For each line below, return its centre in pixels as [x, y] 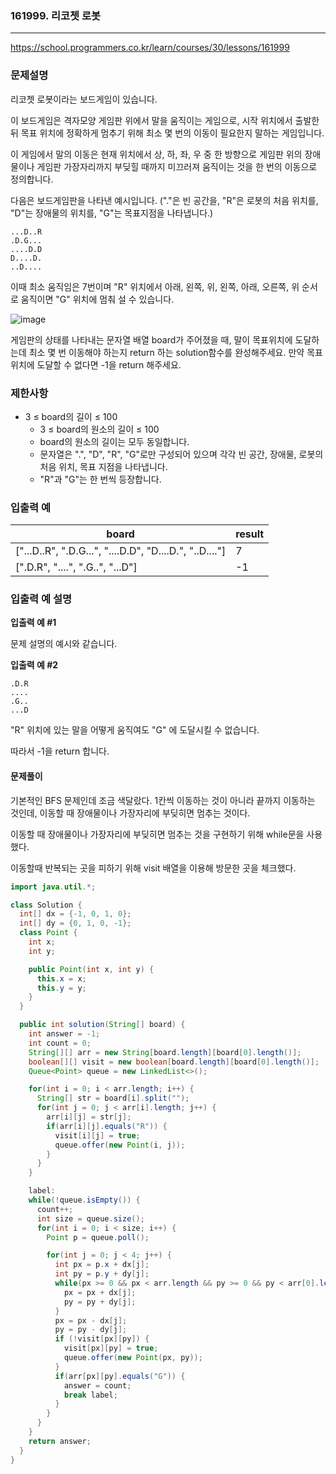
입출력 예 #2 [34, 665]
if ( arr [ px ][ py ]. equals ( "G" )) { [120, 1376]
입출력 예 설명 [41, 599]
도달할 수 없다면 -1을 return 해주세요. [109, 364]
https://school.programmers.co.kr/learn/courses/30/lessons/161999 [150, 48]
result [250, 534]
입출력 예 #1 [33, 623]
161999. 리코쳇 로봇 [56, 15]
